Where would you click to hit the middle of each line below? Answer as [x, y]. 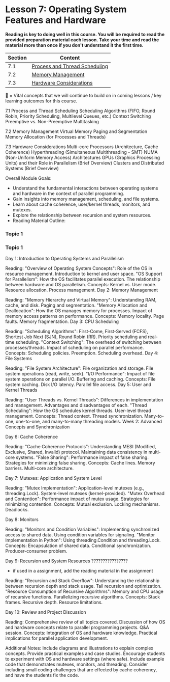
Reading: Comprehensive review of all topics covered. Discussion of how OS [85, 622]
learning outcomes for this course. [41, 101]
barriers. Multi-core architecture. [40, 468]
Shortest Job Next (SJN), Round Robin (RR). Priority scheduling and [76, 337]
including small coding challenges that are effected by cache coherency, [81, 670]
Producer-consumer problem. [36, 551]
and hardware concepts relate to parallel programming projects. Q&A [77, 628]
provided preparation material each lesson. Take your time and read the [82, 40]
